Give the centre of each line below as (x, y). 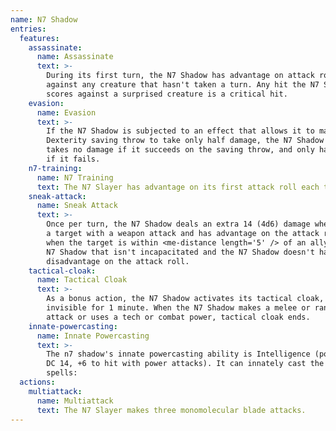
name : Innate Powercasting (93, 336)
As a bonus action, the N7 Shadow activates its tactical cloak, (185, 299)
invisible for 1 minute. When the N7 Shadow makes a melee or (178, 308)
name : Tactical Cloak (82, 280)
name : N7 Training (75, 177)
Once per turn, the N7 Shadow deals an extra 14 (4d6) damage (178, 224)
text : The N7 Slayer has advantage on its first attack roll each (178, 187)
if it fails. (73, 159)
